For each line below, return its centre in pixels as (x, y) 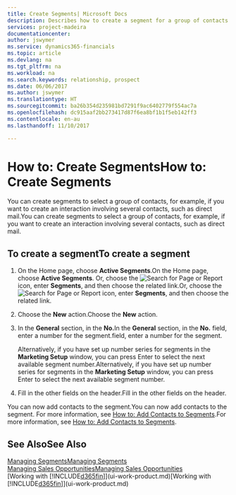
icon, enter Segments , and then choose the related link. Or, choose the (119, 286)
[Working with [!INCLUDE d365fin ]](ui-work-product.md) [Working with (109, 476)
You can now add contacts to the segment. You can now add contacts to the (117, 407)
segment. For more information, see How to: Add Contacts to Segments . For (117, 414)
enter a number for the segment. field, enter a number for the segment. (120, 336)
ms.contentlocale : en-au (44, 119)
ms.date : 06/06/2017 (38, 86)
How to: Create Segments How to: (107, 167)
